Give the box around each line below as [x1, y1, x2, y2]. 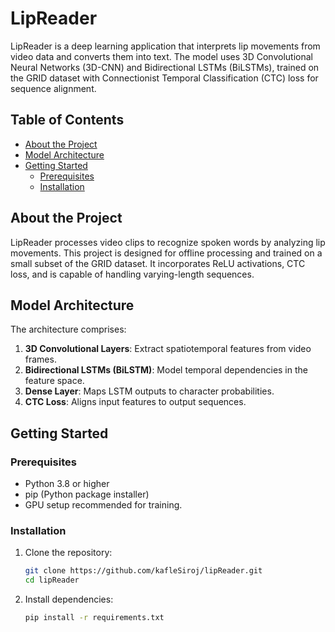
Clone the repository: [24, 547, 113, 559]
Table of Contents [10, 112, 125, 129]
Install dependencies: [24, 593, 114, 606]
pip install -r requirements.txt [24, 613, 165, 623]
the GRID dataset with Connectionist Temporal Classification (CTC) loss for [10, 72, 319, 84]
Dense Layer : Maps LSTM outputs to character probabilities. [24, 385, 275, 397]
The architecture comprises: [10, 323, 127, 336]
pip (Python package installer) [24, 488, 150, 501]
